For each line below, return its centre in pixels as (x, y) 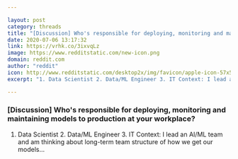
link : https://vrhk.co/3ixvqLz (53, 47)
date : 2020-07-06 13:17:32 (47, 40)
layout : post (27, 20)
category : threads (34, 26)
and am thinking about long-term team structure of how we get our (115, 141)
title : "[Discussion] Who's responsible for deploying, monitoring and (115, 33)
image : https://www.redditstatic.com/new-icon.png (84, 53)
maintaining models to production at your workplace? (102, 119)
